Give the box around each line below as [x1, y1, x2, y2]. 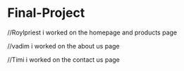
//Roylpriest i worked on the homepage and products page [7, 28, 178, 37]
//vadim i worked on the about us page [7, 41, 120, 50]
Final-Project [7, 5, 85, 21]
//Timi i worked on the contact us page [7, 55, 120, 64]
